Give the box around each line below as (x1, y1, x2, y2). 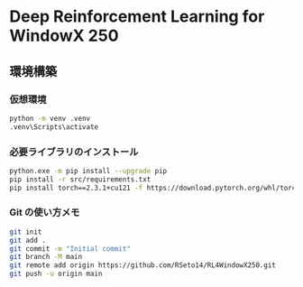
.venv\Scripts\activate (9, 122, 99, 132)
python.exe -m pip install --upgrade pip (9, 166, 168, 175)
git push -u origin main (9, 269, 103, 279)
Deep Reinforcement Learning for (9, 6, 265, 27)
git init (9, 227, 42, 236)
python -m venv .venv (9, 114, 91, 123)
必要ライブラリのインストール (9, 145, 139, 158)
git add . (9, 236, 47, 245)
